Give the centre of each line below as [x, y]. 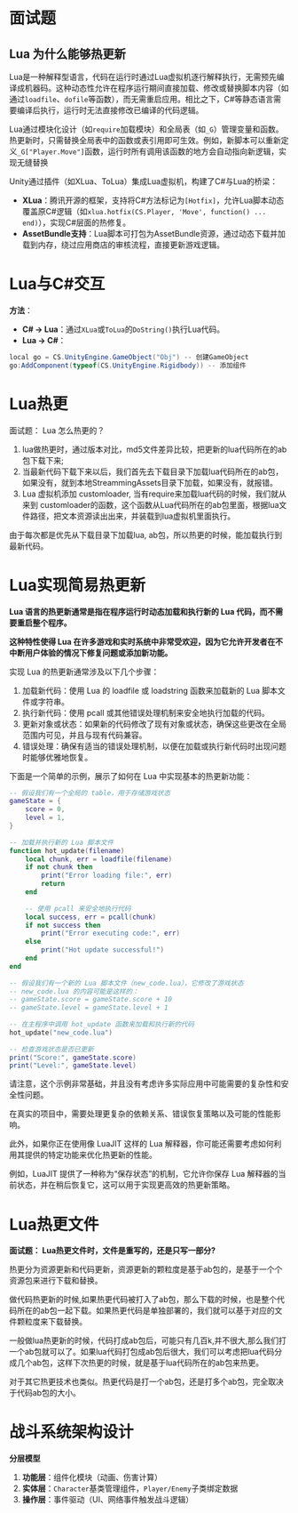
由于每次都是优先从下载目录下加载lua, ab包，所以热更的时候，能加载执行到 [145, 535]
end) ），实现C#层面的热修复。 [76, 222]
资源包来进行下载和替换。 [56, 1281]
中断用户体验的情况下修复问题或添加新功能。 [91, 652]
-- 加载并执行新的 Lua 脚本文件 [62, 842]
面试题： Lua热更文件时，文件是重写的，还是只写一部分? [112, 1251]
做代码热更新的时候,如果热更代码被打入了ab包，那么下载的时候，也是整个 [143, 1300]
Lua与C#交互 [57, 284]
